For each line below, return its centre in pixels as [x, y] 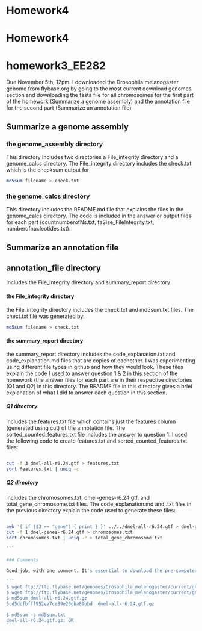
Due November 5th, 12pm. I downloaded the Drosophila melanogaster [93, 82]
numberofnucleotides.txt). [38, 229]
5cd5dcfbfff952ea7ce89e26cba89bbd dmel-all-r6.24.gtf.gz [80, 604]
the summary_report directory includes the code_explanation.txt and [91, 354]
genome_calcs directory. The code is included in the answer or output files [99, 216]
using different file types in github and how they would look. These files [95, 367]
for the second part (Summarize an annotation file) [69, 108]
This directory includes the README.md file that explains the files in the [95, 210]
